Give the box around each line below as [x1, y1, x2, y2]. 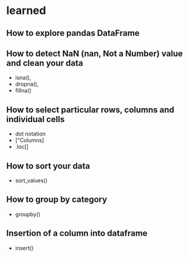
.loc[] [15, 143, 29, 151]
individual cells [6, 114, 65, 125]
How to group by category [6, 194, 108, 205]
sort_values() [15, 177, 48, 184]
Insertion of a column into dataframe [6, 228, 148, 239]
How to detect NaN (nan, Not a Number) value [6, 48, 184, 58]
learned [6, 4, 47, 18]
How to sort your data [6, 160, 90, 171]
